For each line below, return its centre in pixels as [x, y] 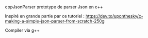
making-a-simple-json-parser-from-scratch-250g [55, 21]
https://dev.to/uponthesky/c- [114, 16]
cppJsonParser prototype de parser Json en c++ [54, 7]
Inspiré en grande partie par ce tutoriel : [45, 16]
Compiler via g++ [22, 30]
